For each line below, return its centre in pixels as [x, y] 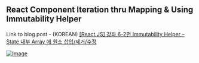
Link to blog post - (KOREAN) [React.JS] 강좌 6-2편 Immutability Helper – [96, 34]
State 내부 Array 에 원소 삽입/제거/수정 [51, 42]
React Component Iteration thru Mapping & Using [100, 10]
